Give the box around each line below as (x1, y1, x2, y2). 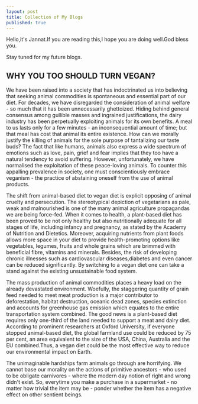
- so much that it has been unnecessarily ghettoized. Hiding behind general (6, 105, 190, 112)
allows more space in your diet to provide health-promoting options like (6, 236, 180, 243)
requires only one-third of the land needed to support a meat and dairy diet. (6, 317, 191, 324)
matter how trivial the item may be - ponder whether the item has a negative (6, 385, 191, 392)
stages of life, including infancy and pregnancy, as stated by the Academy (6, 224, 187, 231)
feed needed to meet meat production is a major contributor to (6, 292, 158, 299)
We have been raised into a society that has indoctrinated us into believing (6, 86, 188, 93)
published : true (6, 20, 46, 25)
